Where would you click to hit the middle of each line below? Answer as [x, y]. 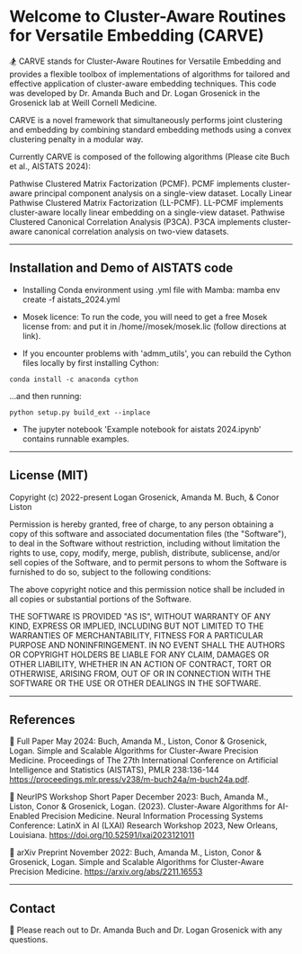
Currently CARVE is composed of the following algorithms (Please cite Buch [150, 156]
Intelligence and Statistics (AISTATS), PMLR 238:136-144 [115, 770]
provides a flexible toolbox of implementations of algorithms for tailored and [150, 74]
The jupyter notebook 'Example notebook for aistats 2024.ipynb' [142, 429]
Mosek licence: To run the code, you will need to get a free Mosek [145, 317]
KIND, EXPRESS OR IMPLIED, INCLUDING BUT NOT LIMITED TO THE [137, 626]
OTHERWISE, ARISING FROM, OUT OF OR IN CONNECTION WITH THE [140, 673]
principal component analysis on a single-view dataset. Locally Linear [164, 193]
